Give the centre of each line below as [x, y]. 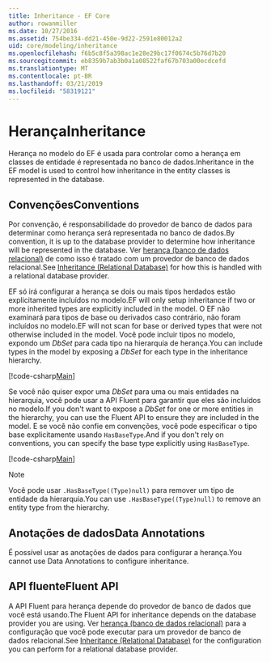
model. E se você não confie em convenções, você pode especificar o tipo [133, 426]
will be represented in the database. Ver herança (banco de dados [119, 250]
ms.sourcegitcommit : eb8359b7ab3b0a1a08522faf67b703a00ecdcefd [117, 62]
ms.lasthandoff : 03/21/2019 [56, 83]
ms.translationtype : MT [49, 69]
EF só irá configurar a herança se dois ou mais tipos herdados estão [122, 291]
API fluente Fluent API [64, 586]
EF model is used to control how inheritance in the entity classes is [119, 171]
